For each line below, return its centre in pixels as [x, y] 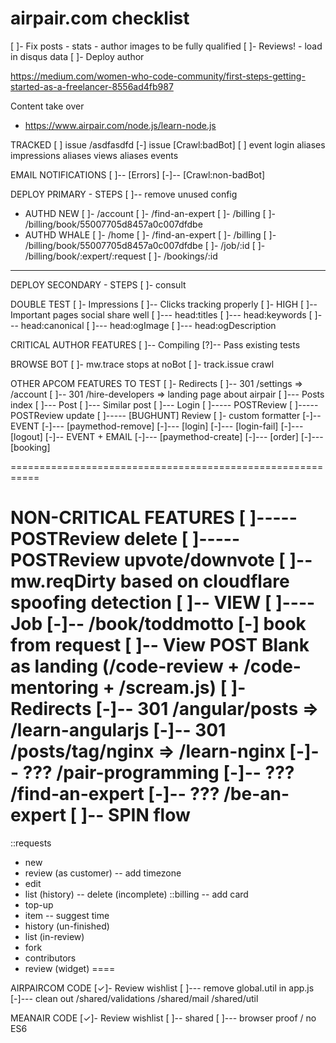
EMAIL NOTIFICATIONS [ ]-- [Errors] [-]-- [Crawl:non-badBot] [138, 174]
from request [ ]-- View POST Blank [160, 645]
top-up [39, 904]
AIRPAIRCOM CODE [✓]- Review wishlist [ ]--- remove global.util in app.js [162, 988]
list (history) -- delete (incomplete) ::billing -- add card [136, 894]
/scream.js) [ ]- [182, 688]
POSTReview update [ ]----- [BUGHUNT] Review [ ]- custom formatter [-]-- [166, 415]
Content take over [47, 106]
